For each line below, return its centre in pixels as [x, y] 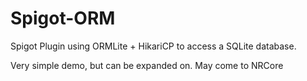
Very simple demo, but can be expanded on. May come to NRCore [147, 65]
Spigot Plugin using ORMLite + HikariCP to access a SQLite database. [153, 46]
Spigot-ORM [63, 18]
